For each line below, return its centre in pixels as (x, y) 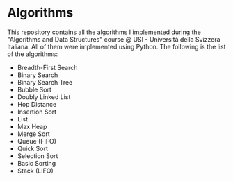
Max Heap (32, 126)
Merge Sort (33, 134)
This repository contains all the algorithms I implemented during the (104, 32)
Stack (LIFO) (35, 171)
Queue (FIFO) (37, 141)
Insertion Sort (37, 112)
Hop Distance (37, 104)
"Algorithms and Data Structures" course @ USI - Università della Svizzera (114, 39)
